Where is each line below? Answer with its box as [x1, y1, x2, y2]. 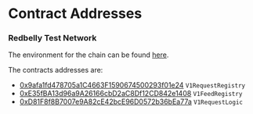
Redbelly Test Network [8, 33, 97, 44]
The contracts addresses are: [8, 66, 103, 75]
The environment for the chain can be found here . [8, 50, 169, 59]
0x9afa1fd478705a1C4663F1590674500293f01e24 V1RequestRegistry [19, 80, 246, 90]
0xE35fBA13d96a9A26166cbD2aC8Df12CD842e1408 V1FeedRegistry [19, 89, 243, 98]
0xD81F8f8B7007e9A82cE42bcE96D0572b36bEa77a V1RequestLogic [19, 97, 243, 106]
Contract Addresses [8, 5, 143, 23]
